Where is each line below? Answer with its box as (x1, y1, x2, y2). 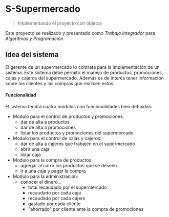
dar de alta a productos (20, 119, 70, 125)
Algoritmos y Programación (5, 35, 64, 42)
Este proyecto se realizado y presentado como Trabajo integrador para (5, 30, 155, 36)
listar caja (20, 151, 41, 157)
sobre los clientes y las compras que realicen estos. (5, 80, 115, 86)
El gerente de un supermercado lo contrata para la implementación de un (5, 64, 160, 70)
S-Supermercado (5, 3, 80, 15)
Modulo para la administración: (12, 173, 78, 180)
